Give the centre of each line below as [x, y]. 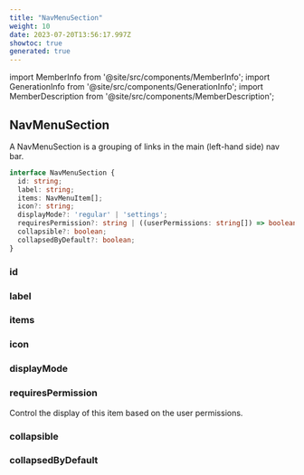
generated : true [40, 52]
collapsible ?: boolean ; [62, 232]
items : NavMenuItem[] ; [60, 198]
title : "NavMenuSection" [56, 18]
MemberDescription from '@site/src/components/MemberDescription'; [142, 97]
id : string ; [40, 181]
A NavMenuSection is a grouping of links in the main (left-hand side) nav [145, 147]
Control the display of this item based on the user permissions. [126, 413]
